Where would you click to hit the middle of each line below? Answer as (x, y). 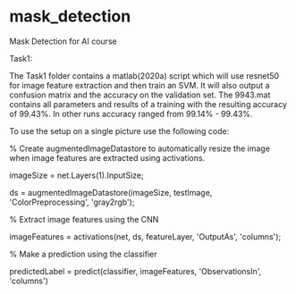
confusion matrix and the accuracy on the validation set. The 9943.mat (140, 95)
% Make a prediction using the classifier (84, 254)
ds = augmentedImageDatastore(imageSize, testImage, (111, 192)
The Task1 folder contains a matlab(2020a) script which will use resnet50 (144, 76)
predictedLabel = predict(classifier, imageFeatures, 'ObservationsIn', (135, 271)
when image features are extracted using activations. (107, 157)
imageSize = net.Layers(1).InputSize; (77, 175)
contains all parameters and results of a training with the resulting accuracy (148, 104)
